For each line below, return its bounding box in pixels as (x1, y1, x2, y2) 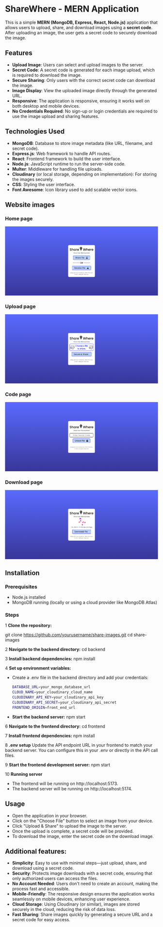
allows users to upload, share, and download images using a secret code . (5, 24, 153, 30)
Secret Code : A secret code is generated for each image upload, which (12, 67, 155, 73)
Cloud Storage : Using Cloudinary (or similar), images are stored (12, 901, 140, 907)
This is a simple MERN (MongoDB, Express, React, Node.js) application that (5, 19, 158, 25)
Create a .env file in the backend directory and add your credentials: (12, 675, 149, 681)
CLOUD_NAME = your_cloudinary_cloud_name (12, 690, 93, 695)
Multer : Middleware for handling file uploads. (12, 166, 103, 172)
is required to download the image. (12, 72, 82, 78)
